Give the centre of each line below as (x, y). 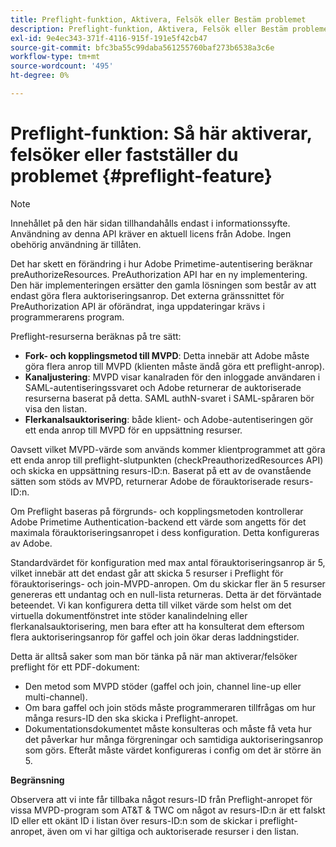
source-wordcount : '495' (62, 66)
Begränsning (37, 780)
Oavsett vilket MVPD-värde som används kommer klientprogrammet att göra (168, 449)
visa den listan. (56, 408)
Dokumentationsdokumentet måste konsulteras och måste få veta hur (168, 728)
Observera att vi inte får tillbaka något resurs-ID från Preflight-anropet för (161, 799)
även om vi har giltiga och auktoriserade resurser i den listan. (173, 831)
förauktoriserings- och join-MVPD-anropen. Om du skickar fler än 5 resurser (168, 583)
